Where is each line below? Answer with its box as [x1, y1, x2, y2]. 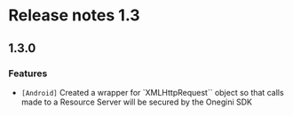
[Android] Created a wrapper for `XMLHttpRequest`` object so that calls [20, 87, 285, 97]
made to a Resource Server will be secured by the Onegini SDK [20, 97, 252, 107]
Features [8, 67, 48, 80]
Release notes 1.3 [8, 5, 140, 26]
